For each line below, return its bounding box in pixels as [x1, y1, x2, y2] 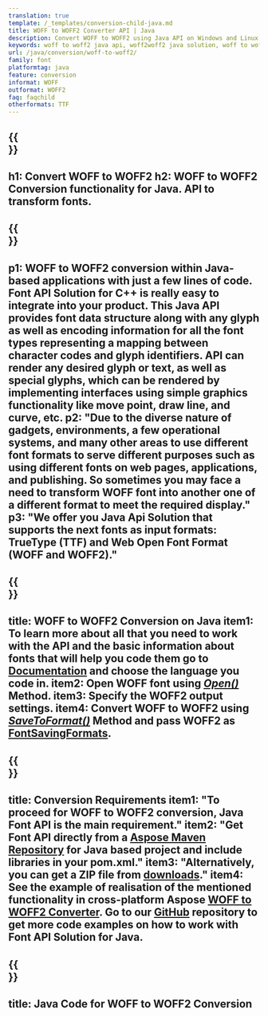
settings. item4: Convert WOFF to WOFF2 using [8, 702, 250, 715]
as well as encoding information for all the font [8, 324, 244, 337]
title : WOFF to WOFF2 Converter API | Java [8, 26, 156, 34]
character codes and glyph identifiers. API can [8, 349, 245, 362]
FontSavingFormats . [8, 727, 112, 740]
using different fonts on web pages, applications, [8, 460, 258, 475]
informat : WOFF [8, 78, 59, 86]
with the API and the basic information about [8, 640, 235, 653]
